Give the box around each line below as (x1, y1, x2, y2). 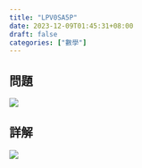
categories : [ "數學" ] (9, 38, 88, 47)
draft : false (9, 29, 58, 38)
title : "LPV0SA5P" (9, 13, 78, 22)
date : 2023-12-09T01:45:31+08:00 (9, 21, 134, 30)
